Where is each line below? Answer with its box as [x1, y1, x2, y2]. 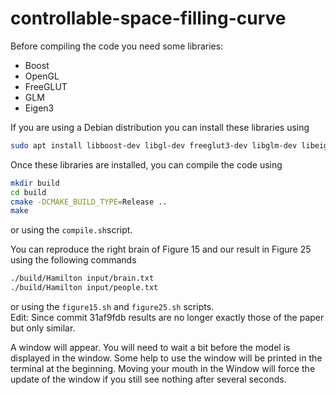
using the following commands [10, 254, 137, 266]
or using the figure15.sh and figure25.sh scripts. [10, 301, 215, 313]
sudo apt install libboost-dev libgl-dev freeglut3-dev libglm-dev [10, 140, 298, 151]
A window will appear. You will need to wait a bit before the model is [10, 342, 291, 354]
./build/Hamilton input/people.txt [10, 283, 159, 293]
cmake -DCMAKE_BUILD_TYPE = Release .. [10, 197, 168, 207]
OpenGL [24, 70, 60, 82]
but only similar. [10, 322, 76, 334]
